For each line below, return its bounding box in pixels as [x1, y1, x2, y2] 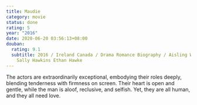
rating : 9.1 [11, 47, 41, 52]
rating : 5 [6, 24, 30, 31]
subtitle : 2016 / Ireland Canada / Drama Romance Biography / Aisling [11, 52, 188, 58]
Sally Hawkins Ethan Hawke [16, 57, 83, 63]
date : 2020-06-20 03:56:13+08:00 [6, 36, 88, 41]
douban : [6, 41, 25, 47]
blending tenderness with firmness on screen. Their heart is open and [6, 79, 175, 86]
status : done [6, 19, 38, 25]
